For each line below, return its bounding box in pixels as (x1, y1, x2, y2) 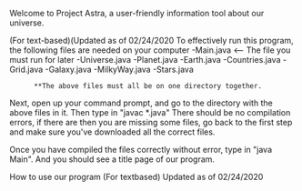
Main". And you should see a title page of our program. (9, 154, 216, 165)
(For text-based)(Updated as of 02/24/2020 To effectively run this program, (9, 35, 294, 45)
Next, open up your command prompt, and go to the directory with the (9, 97, 273, 108)
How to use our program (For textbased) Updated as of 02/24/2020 (9, 172, 264, 182)
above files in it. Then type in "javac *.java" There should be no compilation (9, 107, 291, 117)
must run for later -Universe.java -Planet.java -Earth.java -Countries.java (9, 55, 281, 65)
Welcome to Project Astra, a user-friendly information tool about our (9, 8, 265, 18)
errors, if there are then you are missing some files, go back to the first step (9, 117, 293, 127)
